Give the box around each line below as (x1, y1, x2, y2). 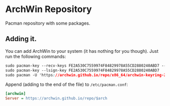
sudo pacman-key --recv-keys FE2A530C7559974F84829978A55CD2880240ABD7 (5, 63, 159, 68)
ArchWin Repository (5, 4, 92, 15)
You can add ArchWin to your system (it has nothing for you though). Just (5, 48, 159, 54)
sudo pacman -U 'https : (5, 72, 56, 77)
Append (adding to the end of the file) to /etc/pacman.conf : (5, 81, 128, 87)
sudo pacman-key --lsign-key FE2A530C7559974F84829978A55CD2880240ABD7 (5, 68, 159, 73)
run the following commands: (5, 53, 66, 59)
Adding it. (5, 35, 37, 43)
